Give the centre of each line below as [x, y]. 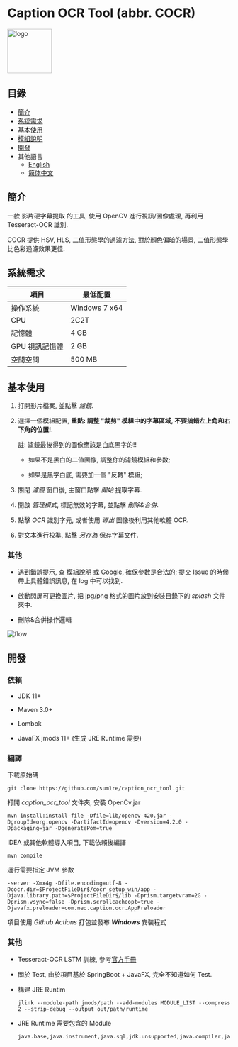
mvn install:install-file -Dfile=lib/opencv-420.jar [87, 816]
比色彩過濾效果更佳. [36, 248]
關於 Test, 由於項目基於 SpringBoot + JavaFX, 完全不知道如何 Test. [115, 974]
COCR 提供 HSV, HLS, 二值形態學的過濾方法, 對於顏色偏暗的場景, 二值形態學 [118, 240]
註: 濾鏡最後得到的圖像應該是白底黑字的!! [77, 445]
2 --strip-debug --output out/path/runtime [83, 1009]
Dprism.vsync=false [36, 902]
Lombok [30, 724]
